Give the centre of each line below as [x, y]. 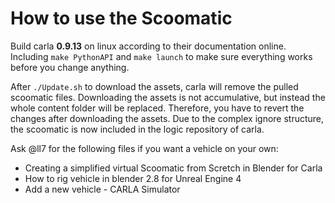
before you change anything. [70, 67]
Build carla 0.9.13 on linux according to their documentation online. [148, 46]
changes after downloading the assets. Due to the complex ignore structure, [167, 118]
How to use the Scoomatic [121, 18]
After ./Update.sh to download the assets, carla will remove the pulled [154, 86]
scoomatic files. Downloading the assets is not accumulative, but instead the [168, 97]
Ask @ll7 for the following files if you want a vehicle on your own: [144, 148]
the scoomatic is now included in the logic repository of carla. [137, 129]
